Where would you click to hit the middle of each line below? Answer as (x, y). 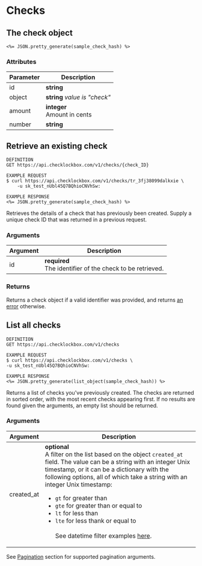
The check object (40, 33)
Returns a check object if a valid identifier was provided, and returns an (95, 300)
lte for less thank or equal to (96, 521)
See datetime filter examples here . (103, 536)
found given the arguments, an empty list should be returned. (82, 405)
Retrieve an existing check (57, 146)
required (57, 261)
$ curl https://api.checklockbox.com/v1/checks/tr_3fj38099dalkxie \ (95, 181)
